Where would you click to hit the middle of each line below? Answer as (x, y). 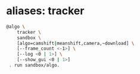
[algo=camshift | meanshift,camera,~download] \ (76, 43)
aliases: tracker (45, 11)
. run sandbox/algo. (34, 65)
